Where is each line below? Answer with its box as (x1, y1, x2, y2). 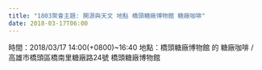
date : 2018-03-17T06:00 (8, 19, 89, 27)
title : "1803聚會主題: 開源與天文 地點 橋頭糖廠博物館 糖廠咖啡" (8, 11, 206, 20)
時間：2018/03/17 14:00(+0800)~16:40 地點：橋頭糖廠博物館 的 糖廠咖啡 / (8, 42, 254, 52)
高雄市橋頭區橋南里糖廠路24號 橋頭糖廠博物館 (8, 52, 161, 62)
